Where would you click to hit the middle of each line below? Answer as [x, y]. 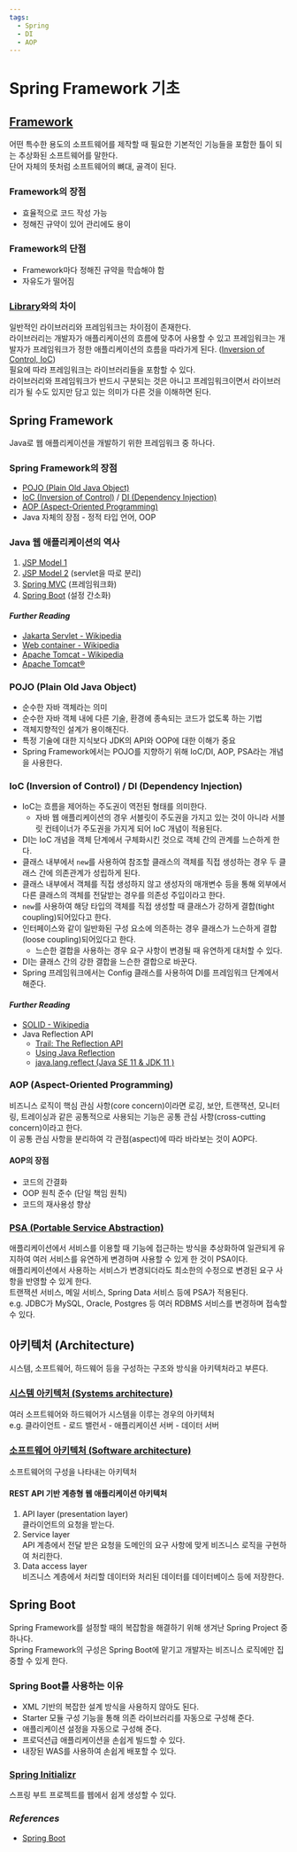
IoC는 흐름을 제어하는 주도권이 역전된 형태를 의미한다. [114, 807]
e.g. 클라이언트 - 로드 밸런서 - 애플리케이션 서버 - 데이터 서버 [114, 1426]
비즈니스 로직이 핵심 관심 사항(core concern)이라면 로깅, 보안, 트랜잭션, [133, 1106]
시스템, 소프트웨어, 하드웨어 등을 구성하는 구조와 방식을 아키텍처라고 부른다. [139, 1368]
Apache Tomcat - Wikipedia [72, 654]
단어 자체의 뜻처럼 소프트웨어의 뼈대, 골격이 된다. [93, 167]
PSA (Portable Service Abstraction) [87, 1227]
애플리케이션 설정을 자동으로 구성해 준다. [91, 1729]
